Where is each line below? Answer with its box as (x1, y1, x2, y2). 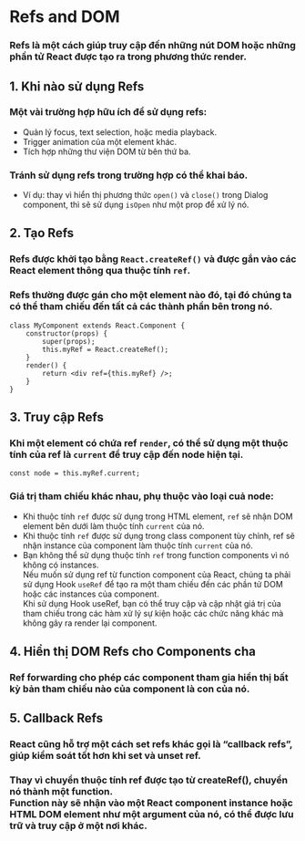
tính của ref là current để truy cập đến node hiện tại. (9, 449, 244, 462)
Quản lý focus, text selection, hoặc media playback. (22, 126, 217, 138)
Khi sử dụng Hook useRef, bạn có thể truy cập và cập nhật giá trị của (22, 597, 282, 608)
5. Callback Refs (9, 711, 103, 726)
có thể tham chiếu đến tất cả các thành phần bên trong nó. (9, 300, 273, 313)
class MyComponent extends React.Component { (9, 321, 185, 330)
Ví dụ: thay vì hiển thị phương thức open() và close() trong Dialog (22, 190, 269, 201)
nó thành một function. (9, 785, 114, 798)
